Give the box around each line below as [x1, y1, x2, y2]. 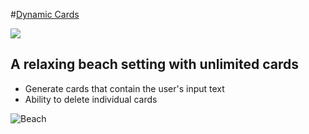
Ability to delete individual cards [24, 93, 158, 105]
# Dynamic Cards [10, 9, 80, 20]
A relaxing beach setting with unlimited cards [10, 56, 299, 73]
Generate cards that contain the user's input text [24, 82, 225, 94]
